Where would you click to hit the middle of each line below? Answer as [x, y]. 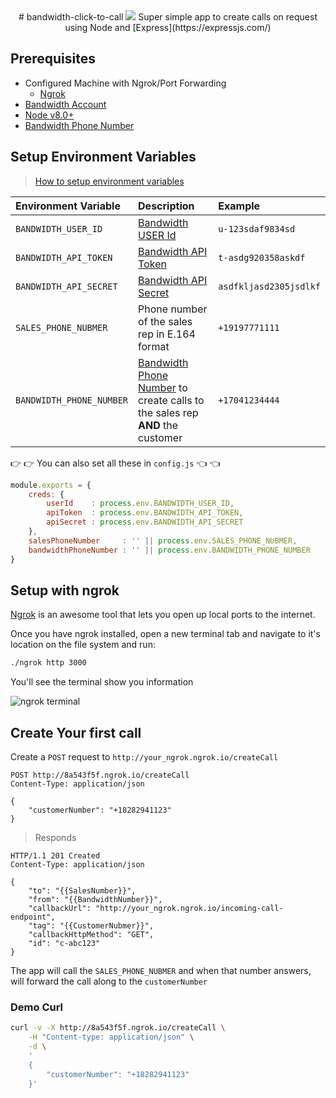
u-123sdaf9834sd [257, 228]
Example [239, 206]
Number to [163, 387]
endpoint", [33, 917]
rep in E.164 [167, 334]
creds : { [46, 494]
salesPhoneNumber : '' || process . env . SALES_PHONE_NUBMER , [163, 540]
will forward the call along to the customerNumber [109, 981]
